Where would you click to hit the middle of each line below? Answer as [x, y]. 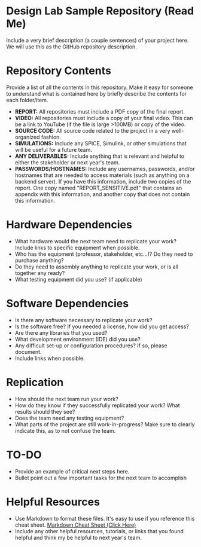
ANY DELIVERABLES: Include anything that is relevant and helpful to [99, 156]
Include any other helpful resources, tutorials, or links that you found [99, 531]
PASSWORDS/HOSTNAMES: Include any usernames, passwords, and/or [105, 169]
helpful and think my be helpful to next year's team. [78, 537]
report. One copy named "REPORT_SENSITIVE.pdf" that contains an [98, 188]
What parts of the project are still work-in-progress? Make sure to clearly [105, 424]
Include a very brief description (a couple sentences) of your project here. [98, 40]
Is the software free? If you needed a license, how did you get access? [102, 326]
